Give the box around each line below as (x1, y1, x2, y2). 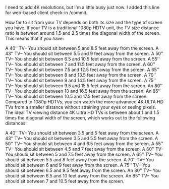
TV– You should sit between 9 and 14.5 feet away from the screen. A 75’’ (5, 78, 156, 83)
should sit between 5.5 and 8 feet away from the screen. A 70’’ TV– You (5, 157, 154, 163)
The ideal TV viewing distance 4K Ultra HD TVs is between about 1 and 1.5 (5, 109, 160, 115)
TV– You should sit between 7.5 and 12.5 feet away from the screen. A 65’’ (5, 67, 159, 73)
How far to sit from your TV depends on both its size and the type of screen (5, 20, 163, 25)
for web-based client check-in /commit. (5, 10, 88, 16)
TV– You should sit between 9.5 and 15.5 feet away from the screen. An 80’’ (5, 83, 163, 89)
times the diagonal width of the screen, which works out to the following (5, 115, 155, 120)
